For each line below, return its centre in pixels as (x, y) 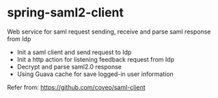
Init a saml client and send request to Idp (74, 52)
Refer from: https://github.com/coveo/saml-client (76, 87)
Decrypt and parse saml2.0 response (69, 66)
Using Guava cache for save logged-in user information (95, 74)
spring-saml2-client (66, 13)
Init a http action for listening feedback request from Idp (96, 59)
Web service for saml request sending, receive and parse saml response (109, 32)
